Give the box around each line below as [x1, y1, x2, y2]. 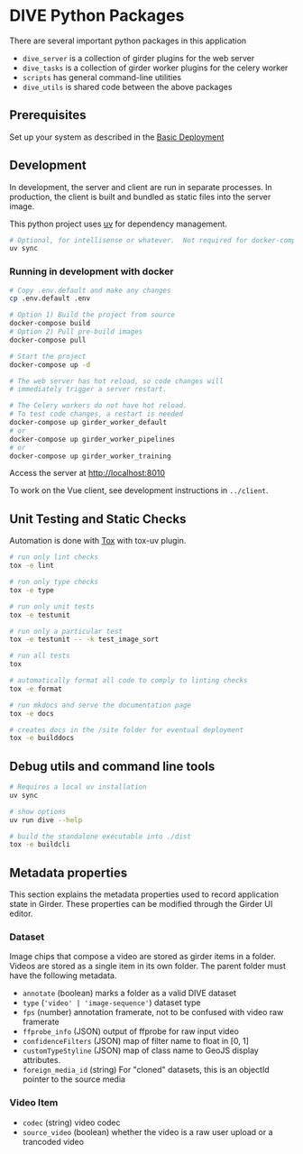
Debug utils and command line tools [9, 758, 216, 774]
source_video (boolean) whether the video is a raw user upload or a [22, 1126, 273, 1137]
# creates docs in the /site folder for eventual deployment [9, 725, 244, 735]
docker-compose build [9, 319, 91, 328]
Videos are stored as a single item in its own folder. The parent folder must [9, 961, 286, 972]
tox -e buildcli [9, 840, 70, 849]
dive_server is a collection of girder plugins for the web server [22, 52, 255, 63]
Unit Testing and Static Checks [9, 511, 187, 527]
